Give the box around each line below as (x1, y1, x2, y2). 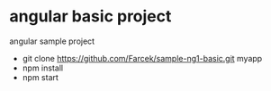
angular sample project (9, 36, 95, 46)
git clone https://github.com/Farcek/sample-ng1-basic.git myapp (22, 53, 263, 63)
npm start (22, 71, 59, 82)
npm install (22, 62, 64, 73)
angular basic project (9, 6, 172, 27)
